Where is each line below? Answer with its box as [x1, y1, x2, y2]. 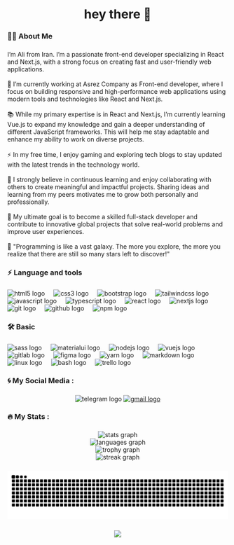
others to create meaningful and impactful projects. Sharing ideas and [7, 183, 209, 191]
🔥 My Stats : [7, 412, 50, 422]
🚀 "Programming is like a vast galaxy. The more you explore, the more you [7, 242, 221, 251]
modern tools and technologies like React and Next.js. [7, 95, 163, 104]
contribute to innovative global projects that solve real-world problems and [7, 220, 223, 228]
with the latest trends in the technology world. [7, 160, 140, 169]
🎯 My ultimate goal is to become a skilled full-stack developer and [7, 213, 198, 221]
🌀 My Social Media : [7, 375, 74, 385]
